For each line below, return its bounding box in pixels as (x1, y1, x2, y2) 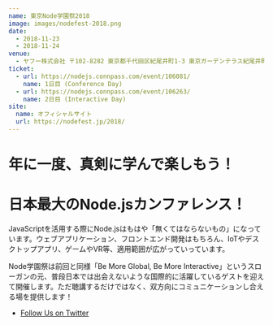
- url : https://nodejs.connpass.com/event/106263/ (15, 87, 191, 96)
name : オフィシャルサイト (15, 110, 93, 119)
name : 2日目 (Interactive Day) (23, 95, 127, 103)
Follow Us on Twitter (19, 308, 89, 318)
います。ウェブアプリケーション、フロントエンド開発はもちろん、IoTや (8, 234, 245, 244)
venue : (8, 50, 31, 58)
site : (8, 102, 27, 110)
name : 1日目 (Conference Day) (23, 80, 123, 88)
